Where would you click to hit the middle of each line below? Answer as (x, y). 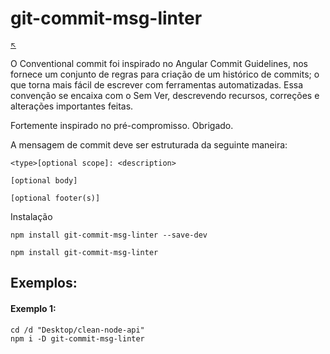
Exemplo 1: (33, 308)
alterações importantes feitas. (72, 106)
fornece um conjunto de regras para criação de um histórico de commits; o (165, 74)
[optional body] (44, 180)
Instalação (31, 216)
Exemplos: (44, 283)
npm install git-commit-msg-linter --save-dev (109, 235)
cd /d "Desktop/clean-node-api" (77, 330)
